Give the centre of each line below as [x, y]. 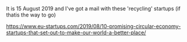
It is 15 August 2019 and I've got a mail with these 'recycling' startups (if [93, 9]
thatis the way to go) [31, 15]
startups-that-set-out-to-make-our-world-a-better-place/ [76, 33]
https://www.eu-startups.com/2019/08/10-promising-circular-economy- [93, 26]
